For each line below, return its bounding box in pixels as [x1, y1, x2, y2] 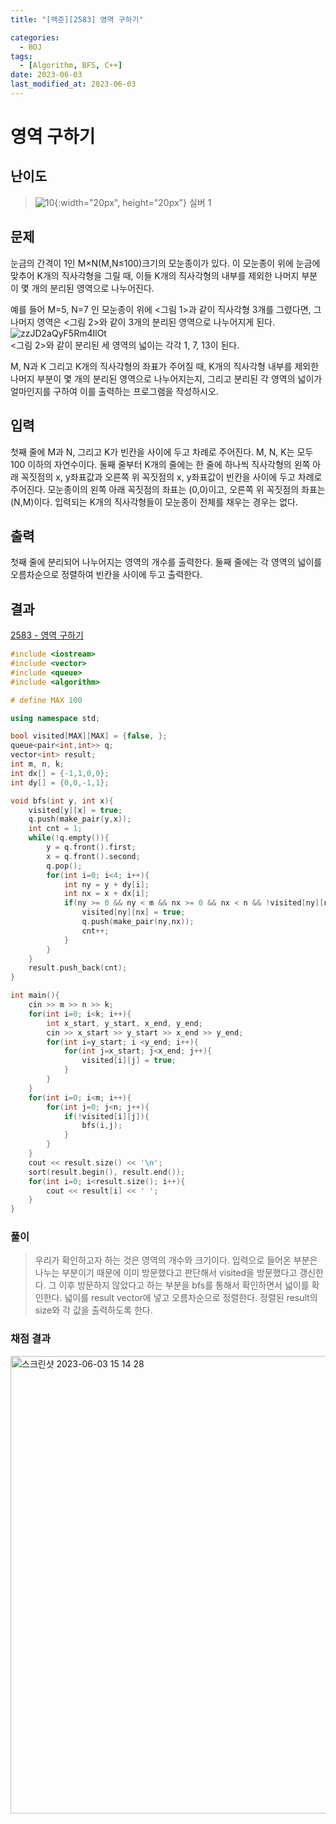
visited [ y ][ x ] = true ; [28, 805, 123, 815]
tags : [10, 51, 33, 61]
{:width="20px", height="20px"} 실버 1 [54, 196, 212, 208]
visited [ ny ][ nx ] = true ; [81, 907, 186, 918]
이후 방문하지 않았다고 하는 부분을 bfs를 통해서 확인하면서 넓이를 [58, 1279, 310, 1291]
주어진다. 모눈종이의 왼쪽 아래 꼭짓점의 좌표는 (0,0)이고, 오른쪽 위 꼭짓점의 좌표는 [10, 483, 326, 495]
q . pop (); [46, 861, 83, 871]
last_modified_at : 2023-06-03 [10, 79, 137, 90]
